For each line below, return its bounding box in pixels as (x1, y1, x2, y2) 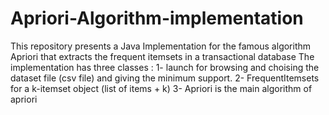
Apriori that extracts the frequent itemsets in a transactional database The (10, 50, 315, 62)
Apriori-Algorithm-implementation (10, 7, 304, 30)
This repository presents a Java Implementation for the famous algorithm (10, 40, 312, 52)
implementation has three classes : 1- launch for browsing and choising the (10, 61, 320, 73)
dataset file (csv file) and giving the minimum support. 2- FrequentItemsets (10, 72, 320, 84)
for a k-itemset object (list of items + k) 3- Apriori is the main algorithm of (10, 82, 313, 94)
